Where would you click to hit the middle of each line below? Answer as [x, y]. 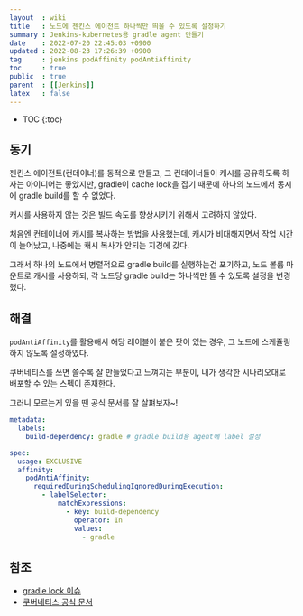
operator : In [98, 520]
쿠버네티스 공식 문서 [57, 602]
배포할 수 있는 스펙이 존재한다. [62, 384]
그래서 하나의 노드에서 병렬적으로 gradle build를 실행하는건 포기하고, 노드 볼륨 [147, 265]
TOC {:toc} [42, 119]
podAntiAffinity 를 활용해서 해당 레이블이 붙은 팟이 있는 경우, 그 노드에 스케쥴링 [150, 342]
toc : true [38, 69]
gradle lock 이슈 [51, 591]
